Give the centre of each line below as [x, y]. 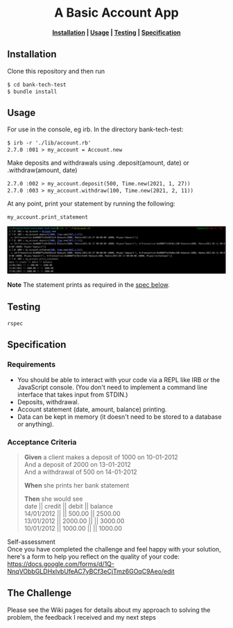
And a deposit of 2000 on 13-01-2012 [78, 464]
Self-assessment [31, 542]
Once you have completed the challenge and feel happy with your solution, [114, 549]
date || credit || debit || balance [68, 506]
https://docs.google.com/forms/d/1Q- [61, 563]
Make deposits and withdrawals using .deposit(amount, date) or [98, 163]
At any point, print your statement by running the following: [91, 204]
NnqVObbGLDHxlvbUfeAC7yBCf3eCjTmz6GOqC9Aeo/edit [91, 571]
